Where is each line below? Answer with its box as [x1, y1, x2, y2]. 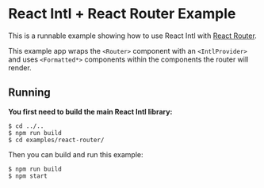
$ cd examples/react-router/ [8, 136, 105, 144]
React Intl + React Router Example [8, 5, 236, 23]
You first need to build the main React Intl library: [8, 107, 173, 116]
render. [8, 62, 32, 72]
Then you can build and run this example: [8, 149, 143, 159]
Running [8, 86, 52, 100]
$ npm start [8, 171, 48, 180]
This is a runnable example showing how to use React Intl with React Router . [8, 31, 258, 40]
